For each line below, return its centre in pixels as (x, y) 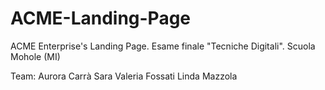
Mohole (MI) (35, 56)
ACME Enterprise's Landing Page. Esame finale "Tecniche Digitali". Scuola (163, 46)
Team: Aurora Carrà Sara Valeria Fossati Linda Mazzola (124, 76)
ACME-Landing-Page (101, 18)
